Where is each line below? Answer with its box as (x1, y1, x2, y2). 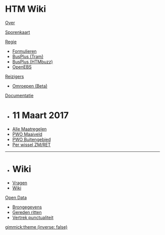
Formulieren (12, 48, 37, 54)
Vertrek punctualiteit (12, 214, 54, 220)
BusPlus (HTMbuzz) (12, 59, 53, 64)
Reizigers (5, 73, 24, 79)
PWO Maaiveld (12, 131, 43, 137)
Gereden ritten (12, 209, 42, 215)
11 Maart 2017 (12, 110, 69, 121)
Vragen (12, 179, 27, 185)
